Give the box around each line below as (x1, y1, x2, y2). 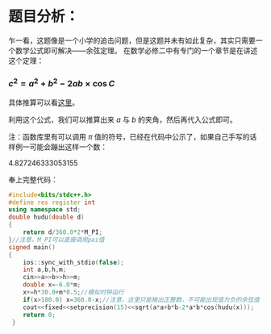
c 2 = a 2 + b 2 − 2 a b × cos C (8, 76, 115, 90)
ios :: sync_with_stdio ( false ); (23, 258, 125, 266)
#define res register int (8, 198, 95, 207)
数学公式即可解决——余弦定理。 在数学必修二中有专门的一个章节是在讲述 (15, 45, 258, 55)
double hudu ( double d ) (8, 213, 85, 222)
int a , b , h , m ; (23, 265, 67, 274)
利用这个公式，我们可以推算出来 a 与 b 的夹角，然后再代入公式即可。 (8, 115, 237, 124)
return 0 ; (23, 311, 56, 319)
